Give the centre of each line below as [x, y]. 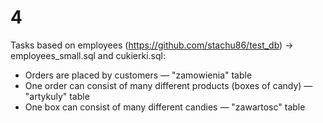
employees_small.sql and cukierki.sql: [88, 55]
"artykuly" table [57, 96]
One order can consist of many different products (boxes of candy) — [168, 85]
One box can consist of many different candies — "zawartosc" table [165, 107]
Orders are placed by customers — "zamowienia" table [138, 75]
